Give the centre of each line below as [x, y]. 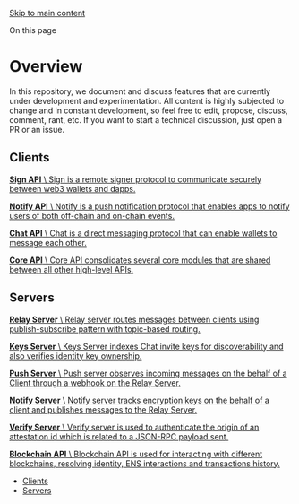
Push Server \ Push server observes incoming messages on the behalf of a [149, 373]
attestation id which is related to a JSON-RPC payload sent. [119, 436]
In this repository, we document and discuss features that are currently [140, 91]
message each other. [48, 242]
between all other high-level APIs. [72, 269]
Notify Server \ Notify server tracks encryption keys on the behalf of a [140, 400]
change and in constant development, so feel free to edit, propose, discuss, [149, 110]
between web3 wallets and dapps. [73, 188]
